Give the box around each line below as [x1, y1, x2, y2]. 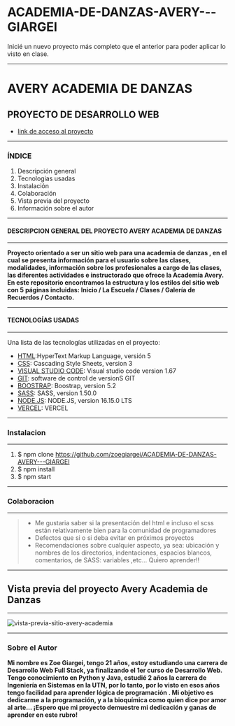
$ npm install [17, 464, 55, 473]
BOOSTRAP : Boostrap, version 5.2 [17, 381, 117, 390]
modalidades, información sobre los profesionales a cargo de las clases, [7, 264, 222, 272]
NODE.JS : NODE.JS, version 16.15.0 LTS [17, 396, 133, 404]
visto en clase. [7, 50, 49, 58]
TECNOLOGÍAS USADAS [7, 316, 79, 325]
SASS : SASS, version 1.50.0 [17, 389, 97, 397]
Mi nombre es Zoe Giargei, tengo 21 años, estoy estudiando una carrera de [7, 659, 228, 667]
